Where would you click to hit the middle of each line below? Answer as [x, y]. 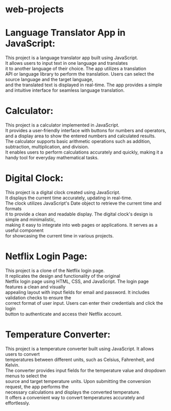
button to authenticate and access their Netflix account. [64, 314]
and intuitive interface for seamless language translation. [65, 90]
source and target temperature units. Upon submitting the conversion [78, 381]
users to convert [22, 354]
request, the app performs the [37, 386]
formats [14, 209]
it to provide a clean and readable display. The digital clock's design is [79, 214]
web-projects [34, 9]
